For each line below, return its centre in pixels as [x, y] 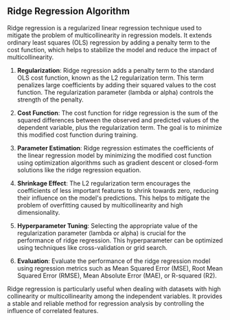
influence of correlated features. [53, 310]
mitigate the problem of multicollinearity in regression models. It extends [110, 35]
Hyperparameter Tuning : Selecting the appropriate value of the [107, 225]
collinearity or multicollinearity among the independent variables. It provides [115, 296]
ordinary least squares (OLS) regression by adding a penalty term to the [109, 42]
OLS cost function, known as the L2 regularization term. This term [110, 78]
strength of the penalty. [50, 100]
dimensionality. [38, 212]
